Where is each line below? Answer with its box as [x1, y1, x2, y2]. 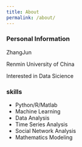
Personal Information [6, 35, 70, 43]
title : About [6, 9, 39, 15]
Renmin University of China [6, 60, 75, 68]
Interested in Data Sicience [6, 72, 74, 79]
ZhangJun [6, 48, 32, 56]
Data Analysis [15, 114, 50, 122]
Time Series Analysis [15, 121, 68, 128]
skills [6, 87, 22, 96]
